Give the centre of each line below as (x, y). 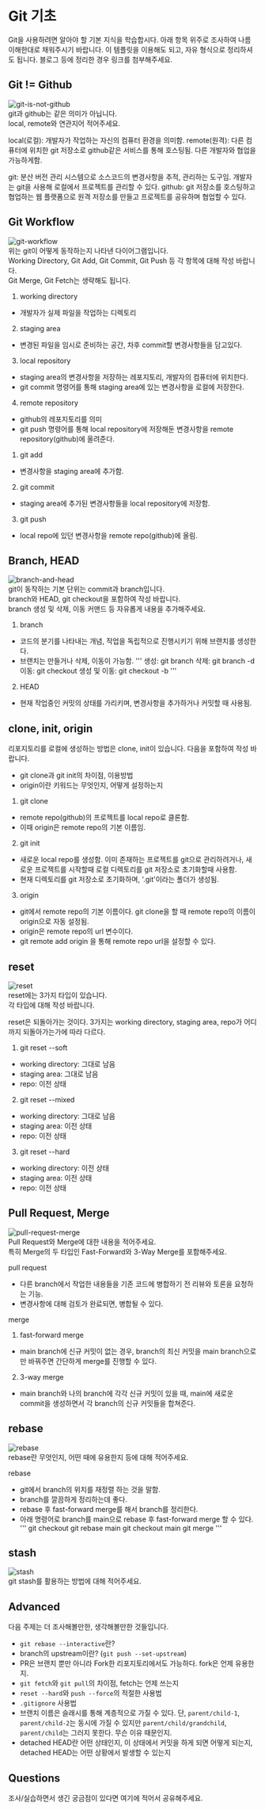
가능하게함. (25, 160)
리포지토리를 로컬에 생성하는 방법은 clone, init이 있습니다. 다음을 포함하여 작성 (129, 749)
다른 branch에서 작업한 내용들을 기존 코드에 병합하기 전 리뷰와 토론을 (126, 1284)
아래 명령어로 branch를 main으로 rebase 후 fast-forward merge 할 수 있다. (136, 1519)
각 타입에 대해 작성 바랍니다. (51, 1005)
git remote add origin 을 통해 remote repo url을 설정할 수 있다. (117, 941)
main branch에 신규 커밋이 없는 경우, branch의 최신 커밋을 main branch (131, 1351)
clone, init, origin (51, 729)
